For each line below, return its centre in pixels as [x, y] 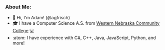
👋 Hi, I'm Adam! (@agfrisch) [41, 18]
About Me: [18, 7]
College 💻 [23, 31]
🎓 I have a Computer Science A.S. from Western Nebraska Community [86, 23]
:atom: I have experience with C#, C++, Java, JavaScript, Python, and [84, 38]
